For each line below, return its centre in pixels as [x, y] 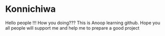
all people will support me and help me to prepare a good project [72, 28]
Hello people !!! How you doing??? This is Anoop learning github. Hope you [83, 23]
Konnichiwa [31, 9]
